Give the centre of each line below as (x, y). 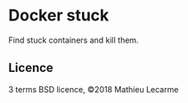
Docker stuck (59, 16)
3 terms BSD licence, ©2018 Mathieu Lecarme (94, 89)
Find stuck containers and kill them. (74, 40)
